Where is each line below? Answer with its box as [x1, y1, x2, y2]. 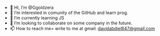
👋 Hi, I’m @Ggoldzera [9, 5, 54, 10]
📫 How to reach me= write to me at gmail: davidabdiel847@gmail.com [9, 26, 155, 31]
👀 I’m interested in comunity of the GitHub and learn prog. [9, 10, 128, 16]
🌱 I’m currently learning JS [9, 15, 65, 20]
